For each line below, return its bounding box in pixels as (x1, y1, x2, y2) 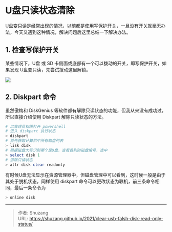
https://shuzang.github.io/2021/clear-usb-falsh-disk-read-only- (29, 216, 163, 222)
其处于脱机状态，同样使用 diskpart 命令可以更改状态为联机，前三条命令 (5, 178, 155, 185)
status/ (17, 221, 33, 227)
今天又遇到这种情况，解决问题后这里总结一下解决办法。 (14, 29, 131, 35)
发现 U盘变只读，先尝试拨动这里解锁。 (9, 66, 91, 72)
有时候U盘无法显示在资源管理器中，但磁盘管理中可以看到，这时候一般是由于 (5, 172, 166, 178)
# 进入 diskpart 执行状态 (5, 129, 56, 134)
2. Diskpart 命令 (5, 93, 56, 102)
